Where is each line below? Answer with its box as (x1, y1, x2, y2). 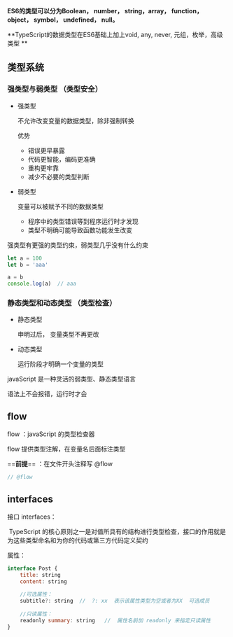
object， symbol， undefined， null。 (7, 15, 119, 24)
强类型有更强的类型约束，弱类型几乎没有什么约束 (7, 241, 148, 249)
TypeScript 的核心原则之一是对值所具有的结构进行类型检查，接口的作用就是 (8, 527, 226, 535)
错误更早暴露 (27, 146, 65, 155)
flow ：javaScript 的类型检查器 (7, 430, 95, 438)
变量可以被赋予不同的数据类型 (17, 202, 104, 211)
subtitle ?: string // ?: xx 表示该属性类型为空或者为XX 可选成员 (20, 598, 210, 605)
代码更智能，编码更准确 (27, 155, 96, 163)
